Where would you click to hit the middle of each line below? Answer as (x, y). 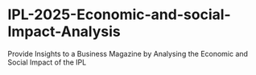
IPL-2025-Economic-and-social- (119, 15)
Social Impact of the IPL (47, 62)
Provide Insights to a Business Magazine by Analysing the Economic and (128, 53)
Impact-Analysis (64, 32)
